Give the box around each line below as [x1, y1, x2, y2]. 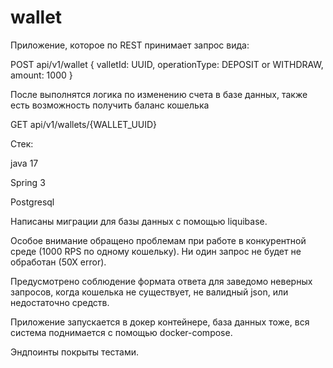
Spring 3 [10, 176, 46, 188]
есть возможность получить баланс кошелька [10, 99, 210, 111]
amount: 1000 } [10, 69, 73, 81]
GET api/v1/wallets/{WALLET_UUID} [10, 118, 158, 130]
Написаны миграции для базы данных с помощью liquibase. [10, 215, 268, 227]
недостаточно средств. [10, 296, 110, 308]
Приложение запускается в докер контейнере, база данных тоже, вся [10, 316, 310, 328]
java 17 [10, 157, 39, 169]
